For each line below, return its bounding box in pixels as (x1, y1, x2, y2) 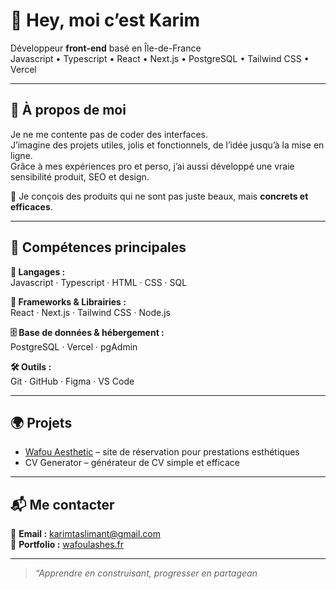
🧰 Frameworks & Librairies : (10, 295, 127, 308)
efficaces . (10, 200, 53, 213)
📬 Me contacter (10, 496, 115, 513)
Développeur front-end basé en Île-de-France (10, 42, 202, 54)
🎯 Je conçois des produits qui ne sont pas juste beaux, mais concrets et (10, 190, 309, 202)
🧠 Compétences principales (10, 239, 187, 256)
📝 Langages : (10, 265, 66, 278)
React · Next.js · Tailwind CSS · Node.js (10, 306, 171, 318)
